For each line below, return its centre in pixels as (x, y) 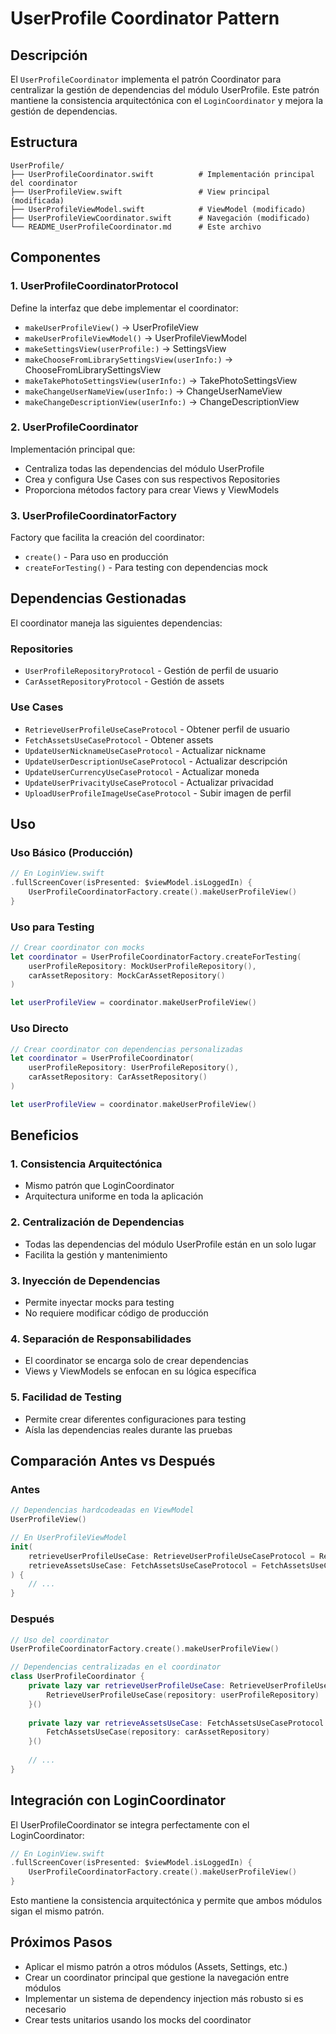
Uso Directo (39, 1029)
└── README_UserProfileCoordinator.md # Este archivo (136, 227)
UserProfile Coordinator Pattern (145, 18)
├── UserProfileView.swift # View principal (140, 192)
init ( (21, 1547)
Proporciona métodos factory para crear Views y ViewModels (152, 489)
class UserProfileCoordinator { (77, 1677)
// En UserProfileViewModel (69, 1538)
